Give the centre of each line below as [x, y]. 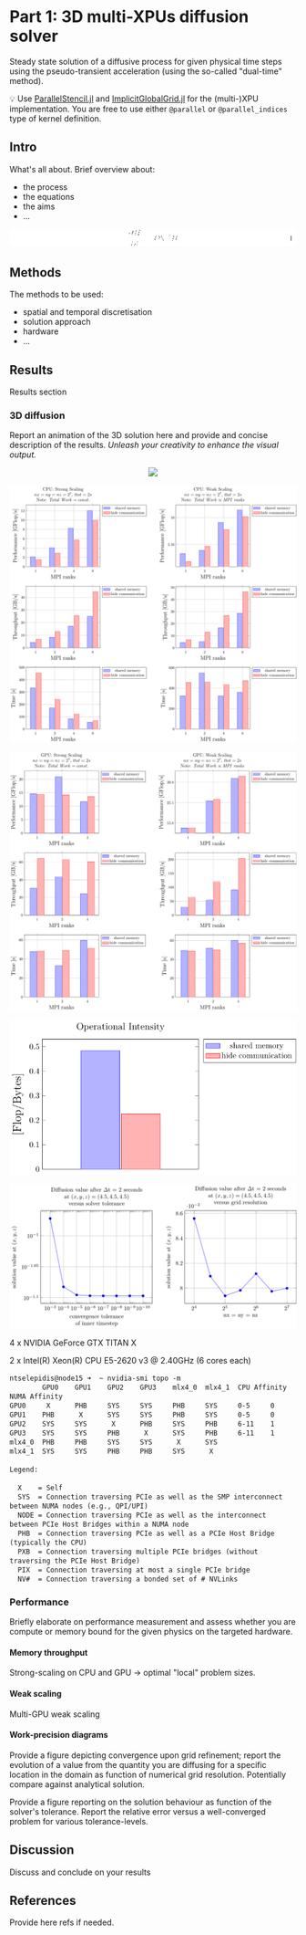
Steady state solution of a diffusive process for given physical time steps [146, 61]
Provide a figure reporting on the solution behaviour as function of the [141, 1802]
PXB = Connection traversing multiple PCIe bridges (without [138, 1552]
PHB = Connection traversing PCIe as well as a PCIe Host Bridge [146, 1533]
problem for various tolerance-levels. [79, 1821]
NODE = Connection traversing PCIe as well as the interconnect [142, 1515]
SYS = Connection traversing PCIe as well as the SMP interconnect [150, 1497]
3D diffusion [37, 415]
